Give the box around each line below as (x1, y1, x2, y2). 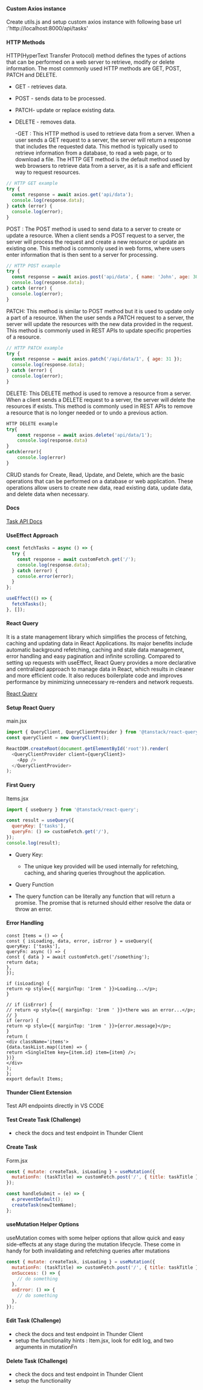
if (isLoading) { (6, 980, 50, 986)
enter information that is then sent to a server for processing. (6, 251, 158, 258)
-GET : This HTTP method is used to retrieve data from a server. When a (14, 130, 195, 138)
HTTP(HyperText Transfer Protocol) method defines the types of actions (6, 52, 186, 59)
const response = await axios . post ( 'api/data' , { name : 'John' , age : (11, 274, 190, 280)
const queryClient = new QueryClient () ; (6, 735, 110, 741)
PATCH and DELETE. (6, 71, 57, 79)
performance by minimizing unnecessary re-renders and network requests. (6, 679, 194, 686)
